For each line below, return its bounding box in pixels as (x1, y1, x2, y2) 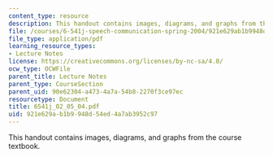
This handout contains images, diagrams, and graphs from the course (8, 133, 242, 142)
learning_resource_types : (8, 42, 96, 50)
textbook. (8, 142, 41, 150)
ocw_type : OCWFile (8, 65, 71, 73)
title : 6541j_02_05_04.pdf (8, 102, 100, 111)
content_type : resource (8, 11, 89, 20)
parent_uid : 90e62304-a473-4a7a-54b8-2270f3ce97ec (8, 87, 184, 96)
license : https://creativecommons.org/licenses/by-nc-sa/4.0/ (8, 58, 223, 66)
